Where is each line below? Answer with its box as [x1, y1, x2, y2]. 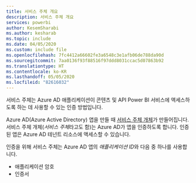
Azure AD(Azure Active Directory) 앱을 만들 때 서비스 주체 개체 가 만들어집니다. [6, 116, 190, 123]
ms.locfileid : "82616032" [6, 80, 69, 86]
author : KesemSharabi [6, 25, 59, 31]
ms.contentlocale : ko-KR [6, 69, 67, 74]
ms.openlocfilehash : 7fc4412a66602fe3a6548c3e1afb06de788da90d [6, 52, 164, 58]
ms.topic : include [6, 36, 51, 42]
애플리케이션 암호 [14, 163, 55, 170]
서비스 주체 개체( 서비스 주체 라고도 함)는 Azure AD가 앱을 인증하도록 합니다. [6, 124, 178, 130]
